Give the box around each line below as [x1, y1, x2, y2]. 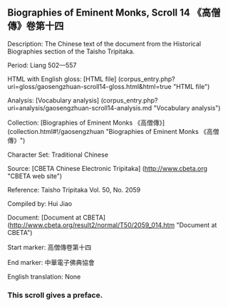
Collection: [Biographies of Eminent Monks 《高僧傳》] [7, 118, 165, 127]
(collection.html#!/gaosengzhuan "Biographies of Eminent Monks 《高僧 [7, 127, 219, 135]
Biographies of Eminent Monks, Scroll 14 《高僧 [7, 6, 221, 19]
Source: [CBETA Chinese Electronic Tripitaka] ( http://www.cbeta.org [7, 164, 208, 172]
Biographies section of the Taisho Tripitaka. [7, 47, 135, 56]
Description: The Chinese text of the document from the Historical [7, 39, 202, 48]
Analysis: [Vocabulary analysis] [7, 95, 100, 105]
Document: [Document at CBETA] [7, 213, 105, 222]
